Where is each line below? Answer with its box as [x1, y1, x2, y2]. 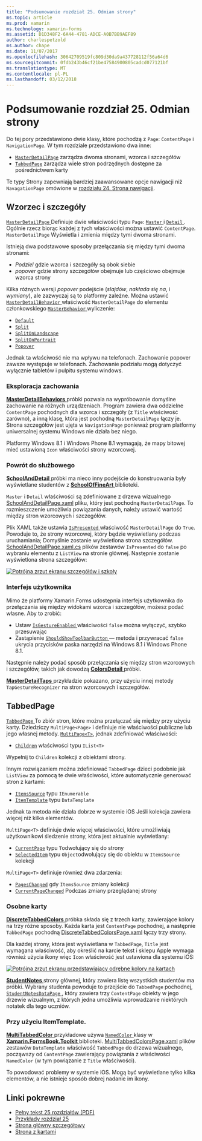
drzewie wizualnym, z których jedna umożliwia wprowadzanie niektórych [6, 996, 188, 1003]
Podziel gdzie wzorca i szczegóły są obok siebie [14, 261, 136, 268]
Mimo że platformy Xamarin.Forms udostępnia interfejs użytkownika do [6, 597, 183, 604]
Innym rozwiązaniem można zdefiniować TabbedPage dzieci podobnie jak [6, 765, 186, 772]
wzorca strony [14, 274, 51, 281]
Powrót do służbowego [6, 461, 75, 470]
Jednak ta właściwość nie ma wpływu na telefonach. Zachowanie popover [6, 353, 191, 361]
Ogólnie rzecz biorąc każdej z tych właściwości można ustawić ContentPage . [6, 225, 196, 232]
